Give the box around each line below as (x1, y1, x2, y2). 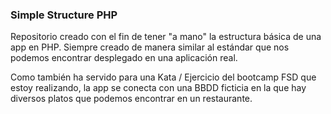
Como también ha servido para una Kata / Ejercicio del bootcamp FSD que (10, 71, 317, 83)
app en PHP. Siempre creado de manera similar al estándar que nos (10, 41, 290, 53)
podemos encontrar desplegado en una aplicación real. (10, 52, 238, 64)
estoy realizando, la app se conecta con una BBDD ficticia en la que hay (10, 82, 307, 94)
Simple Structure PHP (10, 8, 118, 22)
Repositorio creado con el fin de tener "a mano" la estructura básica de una (10, 31, 322, 43)
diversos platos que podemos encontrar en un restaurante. (10, 93, 253, 105)
